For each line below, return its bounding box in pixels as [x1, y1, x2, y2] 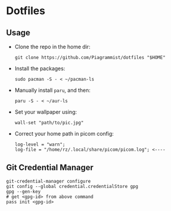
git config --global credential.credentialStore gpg [6, 183, 139, 189]
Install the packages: [14, 65, 65, 72]
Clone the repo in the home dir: [14, 43, 91, 50]
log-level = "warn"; [14, 141, 65, 147]
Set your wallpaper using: [14, 108, 77, 116]
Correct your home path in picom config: [14, 130, 114, 137]
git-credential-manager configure [6, 178, 91, 184]
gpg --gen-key [6, 189, 41, 194]
